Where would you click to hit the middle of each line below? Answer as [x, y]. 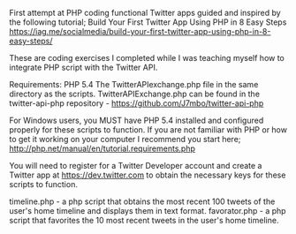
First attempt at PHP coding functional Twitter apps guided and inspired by [145, 13]
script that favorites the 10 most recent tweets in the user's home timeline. [144, 220]
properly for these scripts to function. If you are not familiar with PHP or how [148, 130]
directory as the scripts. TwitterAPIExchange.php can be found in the [135, 94]
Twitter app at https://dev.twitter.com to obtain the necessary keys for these [148, 175]
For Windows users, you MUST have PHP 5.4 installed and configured [137, 120]
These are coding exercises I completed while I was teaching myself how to [147, 58]
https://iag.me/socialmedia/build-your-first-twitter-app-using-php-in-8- [140, 31]
